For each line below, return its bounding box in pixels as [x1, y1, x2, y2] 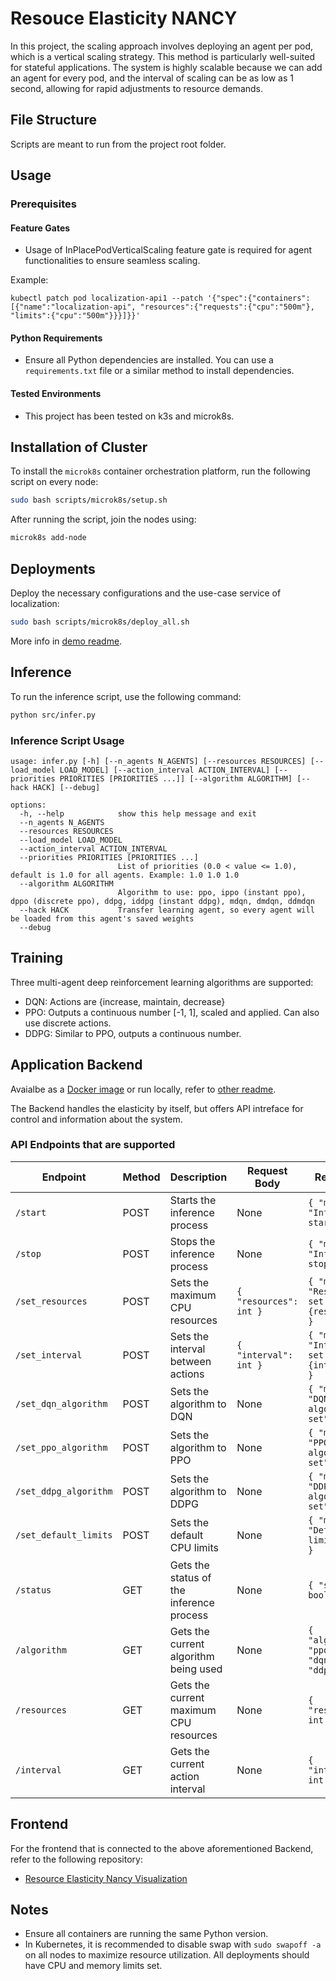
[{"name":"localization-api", [10, 302, 137, 312]
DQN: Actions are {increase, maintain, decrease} [24, 995, 226, 1007]
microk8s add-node [10, 533, 87, 543]
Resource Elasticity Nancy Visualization [24, 1872, 188, 1884]
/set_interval [15, 1349, 83, 1361]
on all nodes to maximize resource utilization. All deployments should [24, 1949, 310, 1961]
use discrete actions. [24, 1017, 112, 1029]
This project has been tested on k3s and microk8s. [24, 410, 235, 422]
